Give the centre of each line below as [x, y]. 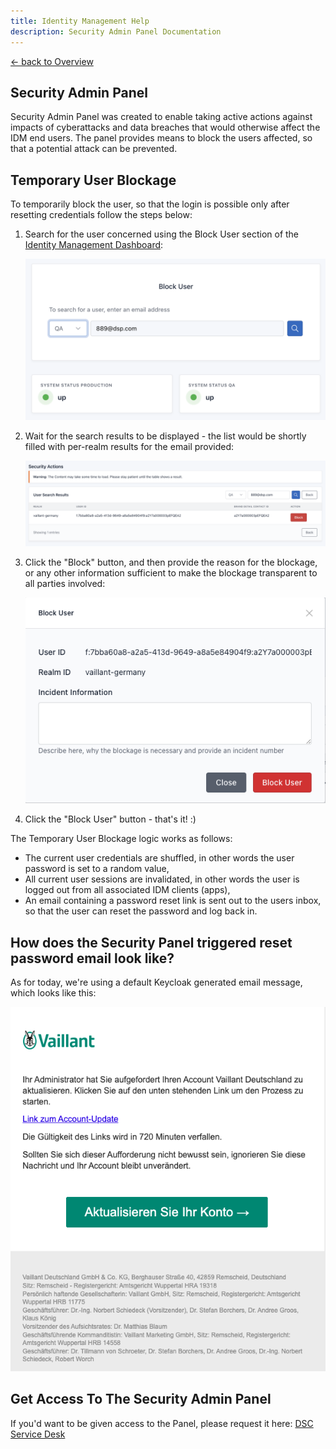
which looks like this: [53, 993]
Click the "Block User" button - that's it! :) [110, 819]
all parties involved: [65, 583]
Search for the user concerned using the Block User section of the [162, 234]
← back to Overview [52, 61]
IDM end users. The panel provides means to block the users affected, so [161, 138]
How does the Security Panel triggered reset [151, 942]
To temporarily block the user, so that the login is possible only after [150, 204]
